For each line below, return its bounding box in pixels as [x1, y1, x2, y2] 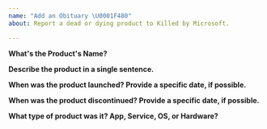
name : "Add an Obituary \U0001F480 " [8, 11, 132, 20]
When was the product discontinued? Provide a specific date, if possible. [8, 95, 260, 105]
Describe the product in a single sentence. [8, 64, 155, 73]
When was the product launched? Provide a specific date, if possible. [8, 80, 247, 89]
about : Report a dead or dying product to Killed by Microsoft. [8, 19, 230, 27]
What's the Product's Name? [8, 48, 108, 58]
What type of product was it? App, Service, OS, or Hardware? [8, 110, 218, 121]
